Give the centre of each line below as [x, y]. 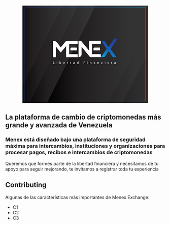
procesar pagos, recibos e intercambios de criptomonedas [79, 152]
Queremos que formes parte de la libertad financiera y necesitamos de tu [82, 163]
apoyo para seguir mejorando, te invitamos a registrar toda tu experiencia [82, 169]
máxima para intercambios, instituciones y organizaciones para [85, 146]
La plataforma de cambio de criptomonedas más [83, 117]
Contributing [26, 185]
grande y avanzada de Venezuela [59, 125]
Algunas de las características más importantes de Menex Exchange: [77, 197]
